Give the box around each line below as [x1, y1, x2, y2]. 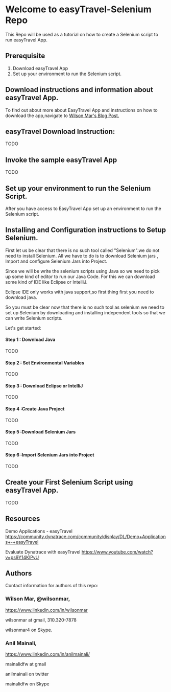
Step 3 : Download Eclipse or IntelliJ [5, 382, 83, 389]
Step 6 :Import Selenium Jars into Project [5, 452, 94, 458]
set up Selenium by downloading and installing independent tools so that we [5, 309, 166, 315]
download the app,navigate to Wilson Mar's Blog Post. [5, 112, 119, 119]
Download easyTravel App [12, 65, 68, 71]
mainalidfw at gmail [5, 661, 46, 667]
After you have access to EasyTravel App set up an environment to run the [5, 205, 162, 212]
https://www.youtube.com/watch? [81, 548, 153, 555]
